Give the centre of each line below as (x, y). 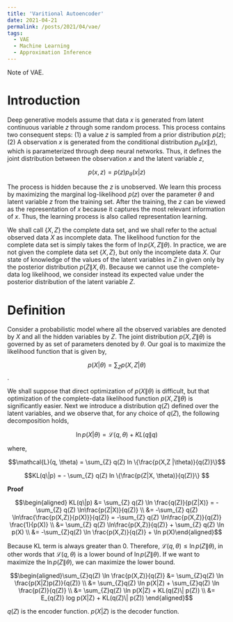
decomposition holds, (38, 421)
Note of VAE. (25, 72)
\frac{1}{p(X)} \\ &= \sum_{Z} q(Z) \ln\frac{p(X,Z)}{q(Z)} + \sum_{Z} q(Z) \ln (117, 525)
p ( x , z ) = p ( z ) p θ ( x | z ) (117, 173)
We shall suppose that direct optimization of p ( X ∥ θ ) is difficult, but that (109, 391)
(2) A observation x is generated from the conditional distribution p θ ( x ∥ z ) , (112, 142)
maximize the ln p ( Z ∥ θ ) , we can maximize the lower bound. (91, 562)
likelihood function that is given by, (57, 352)
